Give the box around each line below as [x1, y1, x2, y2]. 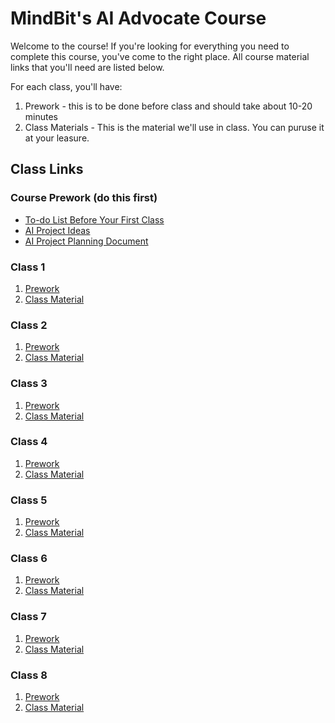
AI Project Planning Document [24, 235, 149, 247]
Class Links [10, 161, 84, 178]
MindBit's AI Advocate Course [10, 7, 267, 30]
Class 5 [10, 493, 48, 507]
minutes [24, 110, 58, 122]
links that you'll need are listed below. [10, 61, 165, 73]
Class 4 [10, 435, 48, 449]
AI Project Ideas [24, 224, 91, 236]
